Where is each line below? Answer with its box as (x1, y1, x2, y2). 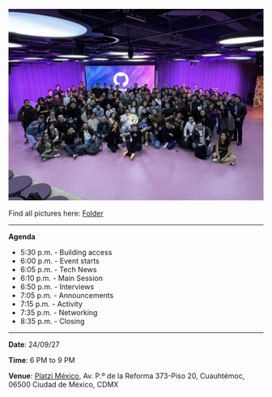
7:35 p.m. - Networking (19, 308, 98, 317)
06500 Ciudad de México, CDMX (8, 380, 119, 389)
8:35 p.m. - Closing (19, 317, 85, 326)
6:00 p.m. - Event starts (19, 256, 100, 266)
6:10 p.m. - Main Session (19, 273, 104, 283)
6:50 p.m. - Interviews (19, 282, 95, 292)
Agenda (8, 232, 36, 241)
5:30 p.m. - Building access (19, 248, 113, 257)
